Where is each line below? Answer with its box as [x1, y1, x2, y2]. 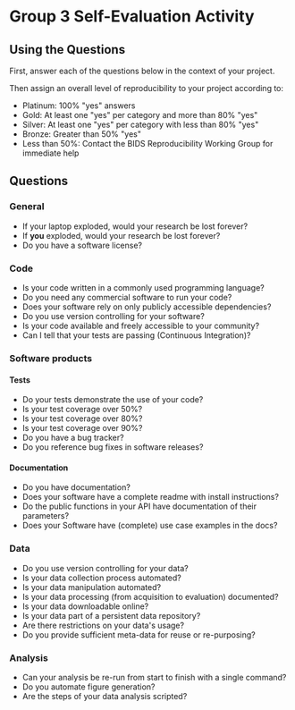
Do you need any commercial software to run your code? [21, 292, 232, 302]
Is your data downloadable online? [21, 601, 149, 612]
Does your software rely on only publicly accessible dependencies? [21, 301, 272, 312]
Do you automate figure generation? [21, 681, 156, 692]
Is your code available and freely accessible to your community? [21, 320, 260, 331]
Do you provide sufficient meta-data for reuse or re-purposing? [21, 629, 257, 640]
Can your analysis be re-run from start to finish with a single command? [21, 672, 287, 682]
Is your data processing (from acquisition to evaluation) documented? [21, 591, 279, 602]
